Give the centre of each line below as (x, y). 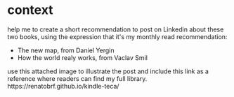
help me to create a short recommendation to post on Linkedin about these (116, 29)
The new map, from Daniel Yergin (66, 50)
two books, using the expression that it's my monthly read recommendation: (117, 36)
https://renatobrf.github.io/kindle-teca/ (63, 86)
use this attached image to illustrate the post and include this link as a (108, 71)
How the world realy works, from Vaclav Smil (82, 57)
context (31, 10)
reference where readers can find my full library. (77, 78)
